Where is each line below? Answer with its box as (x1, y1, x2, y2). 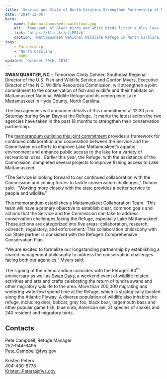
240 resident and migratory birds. (5, 309, 74, 315)
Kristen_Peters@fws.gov (5, 368, 56, 374)
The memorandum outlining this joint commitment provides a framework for (5, 133, 160, 139)
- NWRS (14, 53, 28, 59)
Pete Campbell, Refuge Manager (5, 337, 72, 343)
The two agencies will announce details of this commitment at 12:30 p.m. (5, 108, 155, 114)
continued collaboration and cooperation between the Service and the (5, 139, 149, 145)
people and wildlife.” (5, 190, 47, 196)
